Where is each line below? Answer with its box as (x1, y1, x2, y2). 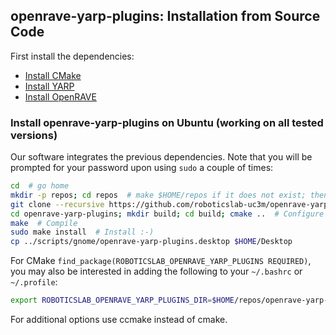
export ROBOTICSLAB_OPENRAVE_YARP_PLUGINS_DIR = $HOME (10, 295, 235, 306)
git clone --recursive (10, 199, 105, 209)
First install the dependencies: (10, 50, 135, 62)
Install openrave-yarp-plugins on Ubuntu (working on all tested (10, 115, 324, 129)
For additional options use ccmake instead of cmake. (10, 314, 228, 326)
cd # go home (10, 181, 70, 191)
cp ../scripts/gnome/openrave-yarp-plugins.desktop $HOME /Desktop (10, 237, 293, 247)
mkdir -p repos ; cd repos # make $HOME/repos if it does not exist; (10, 190, 307, 200)
